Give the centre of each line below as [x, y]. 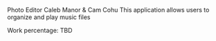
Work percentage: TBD [40, 30]
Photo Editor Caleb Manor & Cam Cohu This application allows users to [108, 10]
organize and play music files [49, 17]
